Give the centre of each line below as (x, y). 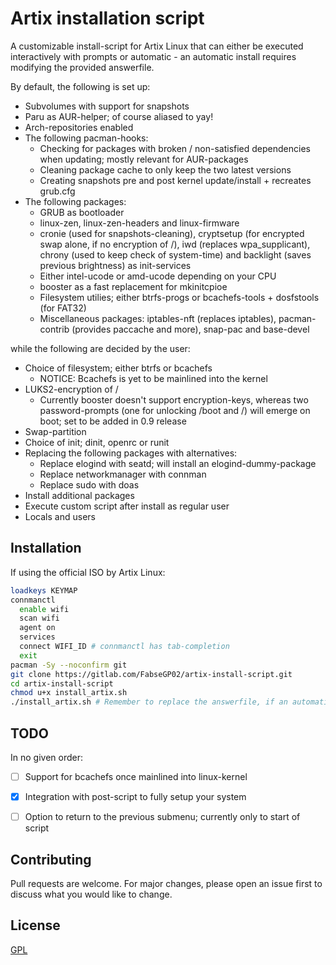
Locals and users (60, 516)
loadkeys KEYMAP (44, 590)
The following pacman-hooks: (86, 138)
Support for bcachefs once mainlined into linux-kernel (136, 776)
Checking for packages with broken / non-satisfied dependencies (175, 148)
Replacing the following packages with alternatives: (131, 453)
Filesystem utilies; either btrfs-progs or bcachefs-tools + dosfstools (179, 297)
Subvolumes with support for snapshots (107, 106)
